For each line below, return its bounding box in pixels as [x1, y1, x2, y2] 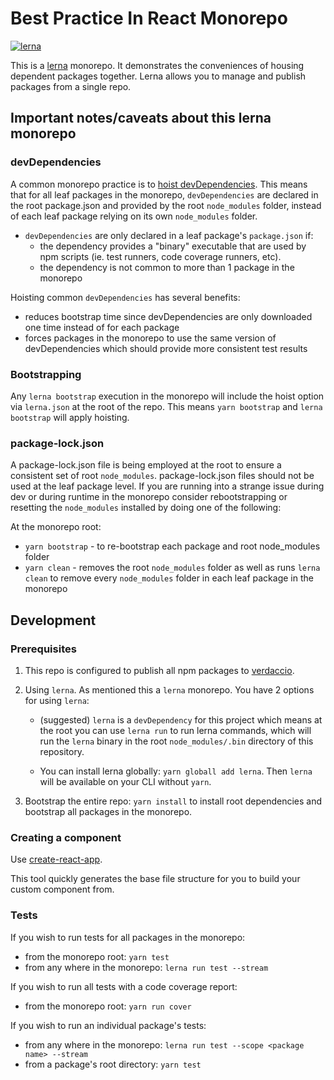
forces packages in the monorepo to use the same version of [24, 332, 277, 344]
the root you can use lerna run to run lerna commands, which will [39, 724, 312, 736]
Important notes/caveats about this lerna [10, 110, 272, 127]
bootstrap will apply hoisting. [10, 411, 130, 423]
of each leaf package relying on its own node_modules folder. [10, 210, 258, 222]
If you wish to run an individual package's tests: [10, 1019, 207, 1031]
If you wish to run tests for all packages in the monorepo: [10, 931, 246, 943]
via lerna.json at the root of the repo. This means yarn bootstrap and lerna [10, 400, 323, 412]
